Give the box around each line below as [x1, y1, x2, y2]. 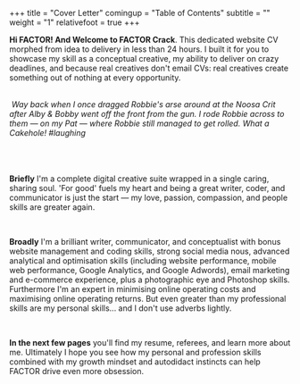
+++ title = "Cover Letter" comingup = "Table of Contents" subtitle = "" [9, 8, 271, 18]
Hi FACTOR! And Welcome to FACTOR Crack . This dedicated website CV [9, 35, 279, 45]
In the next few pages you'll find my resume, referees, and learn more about [9, 338, 291, 347]
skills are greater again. [9, 202, 96, 213]
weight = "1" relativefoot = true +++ [9, 17, 140, 28]
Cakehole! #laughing [9, 128, 87, 138]
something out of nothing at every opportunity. [9, 72, 181, 83]
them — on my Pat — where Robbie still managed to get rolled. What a [9, 118, 270, 129]
